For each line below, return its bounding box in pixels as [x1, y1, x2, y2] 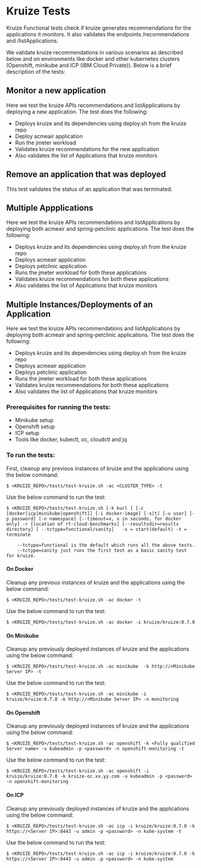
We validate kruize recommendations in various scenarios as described [6, 48, 184, 56]
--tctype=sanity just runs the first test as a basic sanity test [17, 547, 187, 553]
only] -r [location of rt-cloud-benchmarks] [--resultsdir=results [6, 521, 179, 527]
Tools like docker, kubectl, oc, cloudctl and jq [14, 436, 128, 443]
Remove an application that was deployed [6, 169, 167, 179]
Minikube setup [14, 417, 54, 424]
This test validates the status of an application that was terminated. [6, 185, 173, 193]
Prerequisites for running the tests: [6, 403, 111, 411]
